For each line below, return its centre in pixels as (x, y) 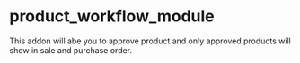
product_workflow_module (112, 16)
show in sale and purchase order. (71, 50)
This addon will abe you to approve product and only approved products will (150, 41)
